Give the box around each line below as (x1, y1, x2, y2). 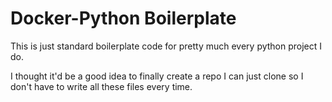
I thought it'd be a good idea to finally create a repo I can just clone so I (10, 70, 304, 82)
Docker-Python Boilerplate (10, 7, 237, 30)
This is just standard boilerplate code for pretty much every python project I (10, 40, 323, 52)
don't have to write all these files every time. (10, 80, 193, 92)
